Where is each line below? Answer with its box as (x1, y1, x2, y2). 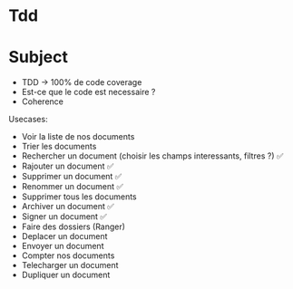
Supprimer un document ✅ (21, 171, 122, 182)
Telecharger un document (21, 260, 119, 271)
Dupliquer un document (21, 269, 111, 281)
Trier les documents (21, 141, 97, 152)
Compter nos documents (21, 250, 115, 261)
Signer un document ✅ (21, 211, 108, 222)
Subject (8, 47, 69, 68)
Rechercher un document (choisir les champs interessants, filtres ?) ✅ (21, 150, 284, 161)
